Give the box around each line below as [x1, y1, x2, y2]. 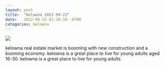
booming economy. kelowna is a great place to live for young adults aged [5, 50, 160, 56]
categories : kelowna [5, 21, 50, 27]
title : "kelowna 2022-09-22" [5, 12, 70, 17]
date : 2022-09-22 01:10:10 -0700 [5, 17, 81, 22]
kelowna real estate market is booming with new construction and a [5, 45, 148, 51]
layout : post [5, 7, 33, 13]
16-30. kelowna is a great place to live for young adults [5, 56, 121, 62]
